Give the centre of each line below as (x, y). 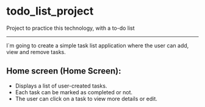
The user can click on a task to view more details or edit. (86, 98)
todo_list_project (50, 11)
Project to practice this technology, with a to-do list (71, 28)
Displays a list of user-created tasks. (61, 86)
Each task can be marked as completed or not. (74, 92)
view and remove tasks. (36, 52)
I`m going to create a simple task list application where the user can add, (98, 45)
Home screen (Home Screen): (64, 71)
